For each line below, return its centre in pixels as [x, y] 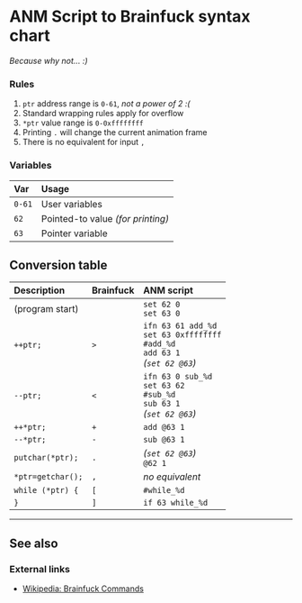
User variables [72, 204]
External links [40, 569]
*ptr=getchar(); [49, 477]
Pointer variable [74, 233]
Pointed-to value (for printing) [105, 218]
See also [34, 543]
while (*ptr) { [46, 490]
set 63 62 [164, 386]
